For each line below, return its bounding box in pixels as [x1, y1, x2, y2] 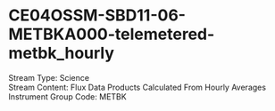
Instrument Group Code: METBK [8, 91, 127, 102]
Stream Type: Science [8, 72, 90, 83]
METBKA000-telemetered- [8, 24, 215, 44]
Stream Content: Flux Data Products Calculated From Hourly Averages [8, 82, 267, 92]
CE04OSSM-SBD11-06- [8, 5, 187, 26]
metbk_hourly [8, 44, 115, 63]
